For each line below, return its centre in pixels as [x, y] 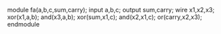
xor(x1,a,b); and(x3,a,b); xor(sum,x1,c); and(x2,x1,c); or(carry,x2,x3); [105, 17]
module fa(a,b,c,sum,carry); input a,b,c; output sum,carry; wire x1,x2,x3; [111, 10]
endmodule [24, 24]
